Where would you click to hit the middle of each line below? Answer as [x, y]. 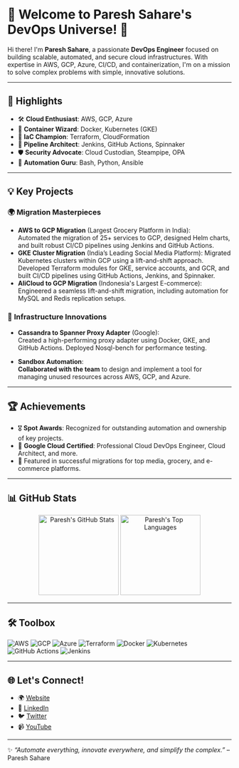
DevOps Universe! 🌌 [68, 30]
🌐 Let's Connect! [46, 680]
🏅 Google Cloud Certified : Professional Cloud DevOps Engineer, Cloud [121, 445]
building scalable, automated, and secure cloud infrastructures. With [108, 57]
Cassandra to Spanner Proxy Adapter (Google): [89, 332]
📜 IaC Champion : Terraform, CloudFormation [84, 136]
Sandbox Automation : [51, 361]
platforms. [66, 468]
